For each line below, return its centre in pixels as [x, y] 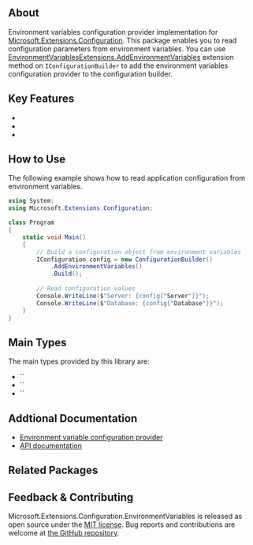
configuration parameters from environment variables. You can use [117, 49]
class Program [32, 223]
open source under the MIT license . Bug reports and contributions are [122, 524]
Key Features [41, 99]
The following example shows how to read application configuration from [127, 178]
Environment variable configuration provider [91, 438]
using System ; [32, 201]
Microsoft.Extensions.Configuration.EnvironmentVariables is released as [125, 517]
